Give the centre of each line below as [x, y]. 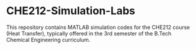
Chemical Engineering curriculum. [48, 40]
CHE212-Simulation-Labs [71, 11]
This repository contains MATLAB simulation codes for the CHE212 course [98, 27]
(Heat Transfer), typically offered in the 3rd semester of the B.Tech [89, 33]
